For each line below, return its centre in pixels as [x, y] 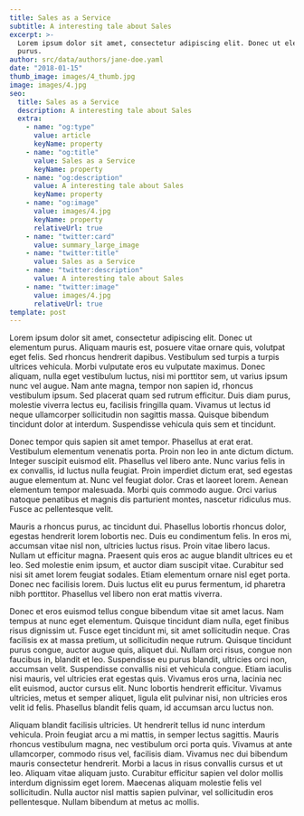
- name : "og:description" [75, 177]
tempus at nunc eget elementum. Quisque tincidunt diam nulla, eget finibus [149, 621]
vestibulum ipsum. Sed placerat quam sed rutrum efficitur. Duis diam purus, [150, 395]
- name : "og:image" [62, 203]
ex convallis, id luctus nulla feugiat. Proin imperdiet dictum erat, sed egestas [151, 470]
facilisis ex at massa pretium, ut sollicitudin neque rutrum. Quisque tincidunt [151, 640]
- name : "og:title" [62, 152]
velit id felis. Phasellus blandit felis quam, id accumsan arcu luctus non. [142, 707]
